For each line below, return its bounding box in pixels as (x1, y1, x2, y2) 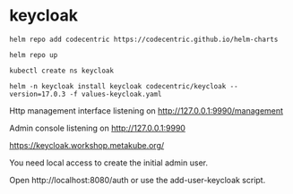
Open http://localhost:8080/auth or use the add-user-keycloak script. (9, 174, 266, 185)
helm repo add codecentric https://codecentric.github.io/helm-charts (9, 35, 279, 44)
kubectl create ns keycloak (9, 66, 115, 75)
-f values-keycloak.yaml (69, 89, 163, 98)
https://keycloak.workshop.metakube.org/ (9, 139, 165, 150)
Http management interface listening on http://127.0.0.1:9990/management (9, 105, 284, 116)
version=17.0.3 (9, 89, 66, 98)
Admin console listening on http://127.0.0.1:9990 (9, 122, 186, 133)
